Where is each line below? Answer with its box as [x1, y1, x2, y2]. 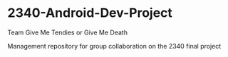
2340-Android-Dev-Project [7, 5, 173, 21]
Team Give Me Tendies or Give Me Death [7, 28, 128, 37]
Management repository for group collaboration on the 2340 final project [7, 42, 222, 50]
